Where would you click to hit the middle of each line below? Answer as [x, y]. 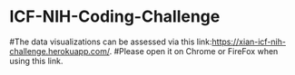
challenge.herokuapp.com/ [60, 51]
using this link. [36, 61]
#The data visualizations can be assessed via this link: [111, 42]
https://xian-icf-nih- [249, 42]
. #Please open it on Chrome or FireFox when [194, 51]
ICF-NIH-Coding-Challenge [115, 17]
